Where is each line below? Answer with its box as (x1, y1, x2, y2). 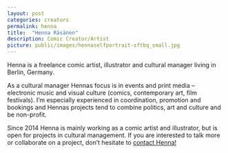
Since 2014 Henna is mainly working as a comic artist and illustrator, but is (7, 124, 218, 132)
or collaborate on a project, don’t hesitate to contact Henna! (7, 139, 177, 146)
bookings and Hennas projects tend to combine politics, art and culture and (7, 104, 222, 111)
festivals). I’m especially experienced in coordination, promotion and (7, 96, 201, 104)
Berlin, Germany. (7, 68, 55, 76)
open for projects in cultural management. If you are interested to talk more (7, 131, 220, 139)
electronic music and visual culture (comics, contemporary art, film (7, 89, 198, 97)
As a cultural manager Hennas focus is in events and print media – (7, 82, 195, 89)
